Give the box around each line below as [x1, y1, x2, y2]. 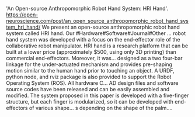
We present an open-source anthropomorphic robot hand [41, 23, 180, 30]
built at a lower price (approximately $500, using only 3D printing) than [6, 49, 176, 55]
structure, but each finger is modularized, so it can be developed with [6, 98, 174, 105]
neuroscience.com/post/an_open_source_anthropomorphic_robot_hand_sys [6, 18, 189, 24]
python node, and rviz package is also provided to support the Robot [6, 73, 172, 80]
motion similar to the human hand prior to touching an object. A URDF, [6, 67, 175, 74]
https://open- [6, 11, 39, 18]
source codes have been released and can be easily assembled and [6, 86, 170, 92]
